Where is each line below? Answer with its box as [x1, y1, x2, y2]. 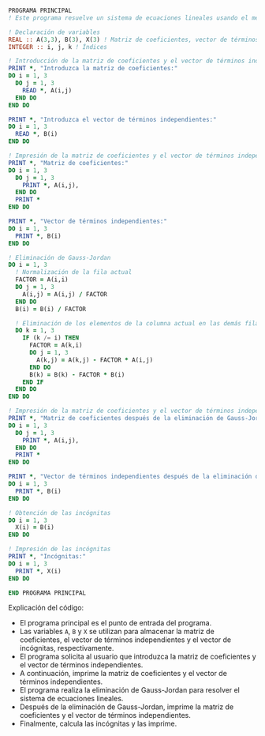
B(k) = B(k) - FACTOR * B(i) [28, 370, 125, 378]
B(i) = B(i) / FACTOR [15, 305, 87, 313]
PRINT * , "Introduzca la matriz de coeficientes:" [8, 65, 178, 73]
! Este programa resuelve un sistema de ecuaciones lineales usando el [8, 13, 248, 22]
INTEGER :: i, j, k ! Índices [8, 43, 108, 51]
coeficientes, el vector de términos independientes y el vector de [19, 635, 231, 644]
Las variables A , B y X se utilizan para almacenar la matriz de [19, 627, 215, 636]
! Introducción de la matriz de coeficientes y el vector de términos [8, 57, 245, 66]
